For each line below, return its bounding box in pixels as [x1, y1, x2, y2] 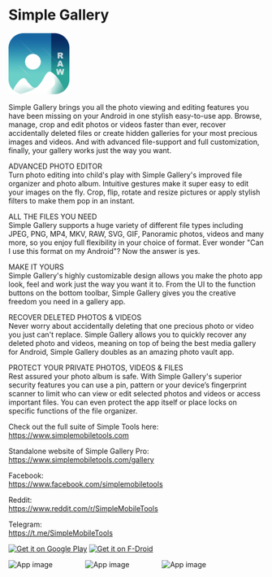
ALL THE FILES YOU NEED [8, 212, 97, 221]
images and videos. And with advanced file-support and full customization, [8, 137, 260, 146]
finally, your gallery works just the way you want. [8, 145, 172, 155]
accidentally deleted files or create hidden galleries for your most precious [8, 128, 258, 138]
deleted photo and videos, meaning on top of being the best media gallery [8, 338, 257, 348]
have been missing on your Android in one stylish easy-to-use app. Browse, [8, 111, 262, 120]
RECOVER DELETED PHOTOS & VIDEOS [8, 312, 142, 322]
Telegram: [8, 519, 42, 529]
